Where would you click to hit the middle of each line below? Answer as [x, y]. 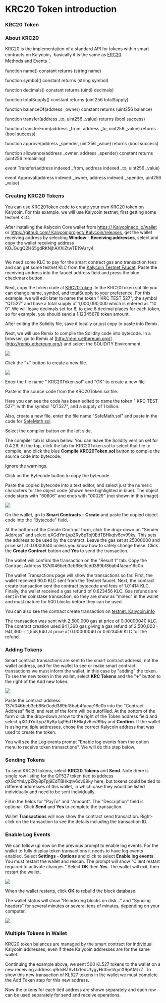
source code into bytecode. [33, 456]
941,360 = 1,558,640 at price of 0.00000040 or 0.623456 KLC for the [76, 631]
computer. [16, 911]
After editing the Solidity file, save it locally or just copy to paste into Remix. [82, 324]
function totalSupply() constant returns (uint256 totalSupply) [67, 100]
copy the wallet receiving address [40, 243]
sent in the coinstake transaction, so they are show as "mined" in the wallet [82, 596]
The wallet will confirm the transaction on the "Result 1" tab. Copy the [76, 560]
